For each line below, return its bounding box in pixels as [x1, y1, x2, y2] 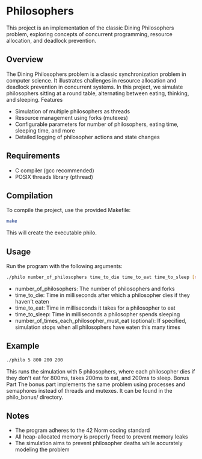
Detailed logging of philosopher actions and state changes [14, 133, 161, 140]
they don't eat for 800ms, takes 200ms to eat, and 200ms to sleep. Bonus [6, 374, 189, 381]
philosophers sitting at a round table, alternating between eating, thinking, [6, 89, 189, 97]
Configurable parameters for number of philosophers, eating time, [14, 120, 179, 128]
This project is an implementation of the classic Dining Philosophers [6, 24, 174, 31]
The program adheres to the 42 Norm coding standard [14, 426, 150, 434]
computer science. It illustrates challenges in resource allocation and [6, 76, 177, 84]
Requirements [6, 151, 60, 161]
